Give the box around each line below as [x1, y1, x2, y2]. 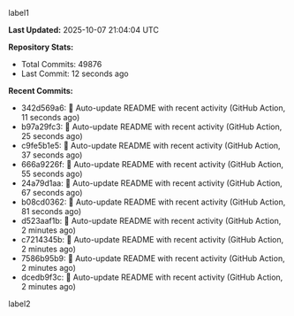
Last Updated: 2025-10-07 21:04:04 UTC [8, 25, 160, 35]
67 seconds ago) [20, 188, 83, 197]
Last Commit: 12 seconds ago [20, 68, 129, 79]
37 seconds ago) [20, 150, 83, 160]
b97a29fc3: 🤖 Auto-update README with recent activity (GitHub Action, [20, 121, 283, 132]
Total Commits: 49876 [20, 59, 102, 69]
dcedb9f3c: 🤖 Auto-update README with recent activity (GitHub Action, [20, 272, 283, 282]
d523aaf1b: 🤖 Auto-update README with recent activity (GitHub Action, [20, 216, 282, 226]
